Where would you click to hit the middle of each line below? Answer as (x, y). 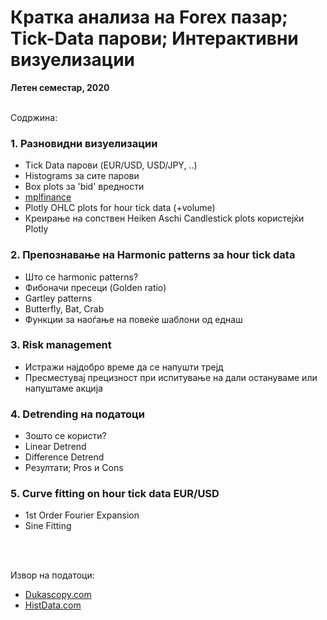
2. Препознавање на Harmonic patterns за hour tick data (153, 255)
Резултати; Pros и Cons (74, 468)
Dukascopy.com (58, 595)
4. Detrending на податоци (78, 414)
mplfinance (48, 197)
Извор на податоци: (52, 575)
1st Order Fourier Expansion (82, 515)
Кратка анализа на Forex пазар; (149, 17)
